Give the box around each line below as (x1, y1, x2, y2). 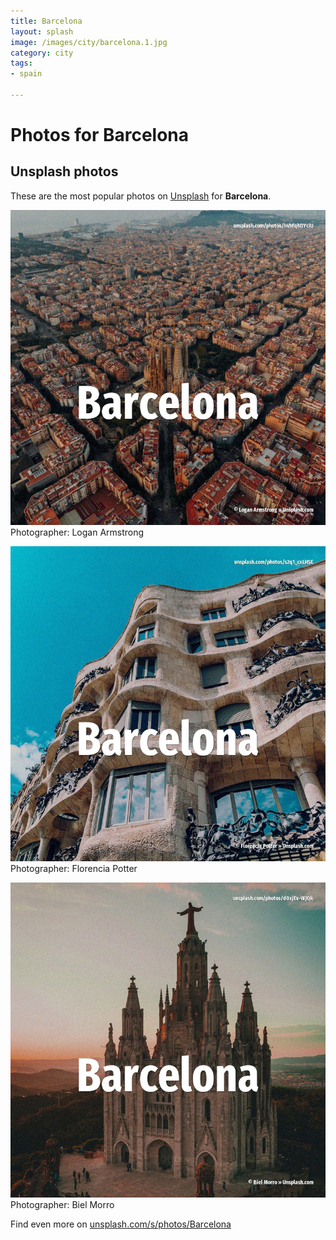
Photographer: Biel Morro (10, 1198, 115, 1210)
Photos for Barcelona (10, 124, 190, 147)
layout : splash (10, 26, 74, 37)
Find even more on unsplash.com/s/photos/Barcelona (10, 1218, 232, 1230)
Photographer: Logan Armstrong (10, 526, 145, 538)
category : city (10, 48, 74, 58)
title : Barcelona (10, 16, 83, 26)
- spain (10, 69, 43, 79)
